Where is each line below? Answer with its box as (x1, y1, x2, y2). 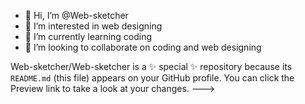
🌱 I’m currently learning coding (24, 31, 153, 42)
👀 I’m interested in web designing (24, 20, 163, 32)
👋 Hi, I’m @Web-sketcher (24, 10, 129, 21)
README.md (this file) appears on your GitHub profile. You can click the (10, 72, 295, 84)
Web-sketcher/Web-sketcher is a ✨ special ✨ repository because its (10, 61, 293, 72)
